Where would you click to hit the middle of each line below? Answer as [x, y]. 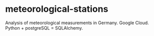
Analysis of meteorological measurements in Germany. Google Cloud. [77, 23]
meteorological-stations [57, 9]
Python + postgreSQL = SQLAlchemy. [44, 28]
